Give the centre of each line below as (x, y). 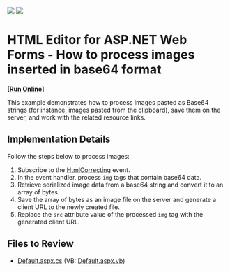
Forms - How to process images (101, 55)
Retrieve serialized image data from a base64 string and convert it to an (120, 185)
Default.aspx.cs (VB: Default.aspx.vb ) (71, 260)
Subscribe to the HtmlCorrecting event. (74, 170)
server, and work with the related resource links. (77, 117)
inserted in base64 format (84, 70)
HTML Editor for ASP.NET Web (97, 40)
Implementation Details (59, 139)
